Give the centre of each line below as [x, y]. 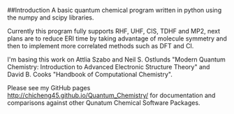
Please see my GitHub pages [49, 88]
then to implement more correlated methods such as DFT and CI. [101, 46]
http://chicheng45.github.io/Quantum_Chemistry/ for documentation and [111, 95]
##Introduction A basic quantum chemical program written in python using [115, 10]
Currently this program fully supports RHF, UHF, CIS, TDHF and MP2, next [114, 31]
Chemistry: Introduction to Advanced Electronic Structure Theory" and [109, 67]
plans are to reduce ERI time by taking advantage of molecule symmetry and [117, 38]
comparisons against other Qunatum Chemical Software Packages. [104, 103]
